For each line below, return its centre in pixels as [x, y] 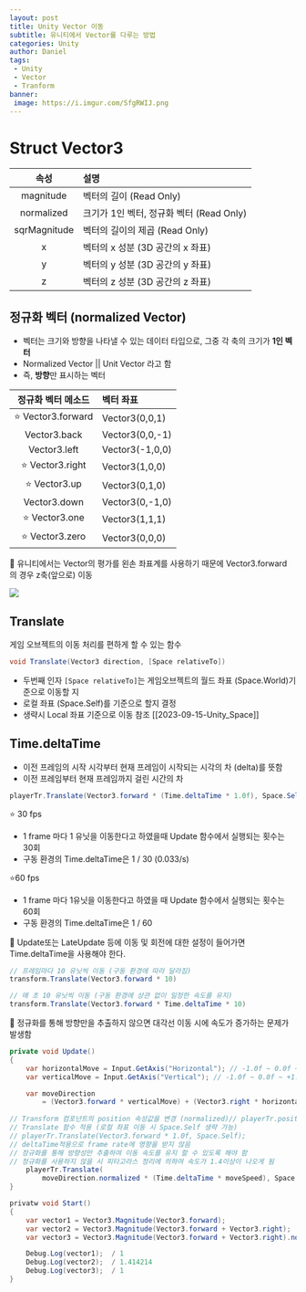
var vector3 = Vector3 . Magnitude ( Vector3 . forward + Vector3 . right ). [158, 1237]
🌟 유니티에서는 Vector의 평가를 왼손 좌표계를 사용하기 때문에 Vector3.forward [148, 563]
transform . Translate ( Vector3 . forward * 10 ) [93, 979]
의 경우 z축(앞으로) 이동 [51, 575]
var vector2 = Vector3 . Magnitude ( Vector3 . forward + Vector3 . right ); [158, 1229]
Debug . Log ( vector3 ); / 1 [75, 1271]
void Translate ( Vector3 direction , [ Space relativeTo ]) [117, 662]
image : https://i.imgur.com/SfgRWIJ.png [91, 103]
